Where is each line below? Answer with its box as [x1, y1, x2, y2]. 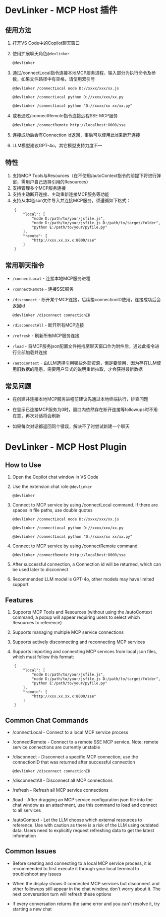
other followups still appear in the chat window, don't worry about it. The [12, 886, 161, 892]
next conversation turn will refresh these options [12, 891, 111, 897]
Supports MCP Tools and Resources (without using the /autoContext [12, 609, 152, 615]
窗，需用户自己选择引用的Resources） [12, 178, 91, 184]
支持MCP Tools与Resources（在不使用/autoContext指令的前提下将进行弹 [12, 172, 161, 178]
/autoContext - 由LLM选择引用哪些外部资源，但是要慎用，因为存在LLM [12, 360, 157, 366]
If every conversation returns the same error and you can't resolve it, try [12, 901, 160, 907]
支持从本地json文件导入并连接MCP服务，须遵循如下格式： [12, 197, 131, 203]
